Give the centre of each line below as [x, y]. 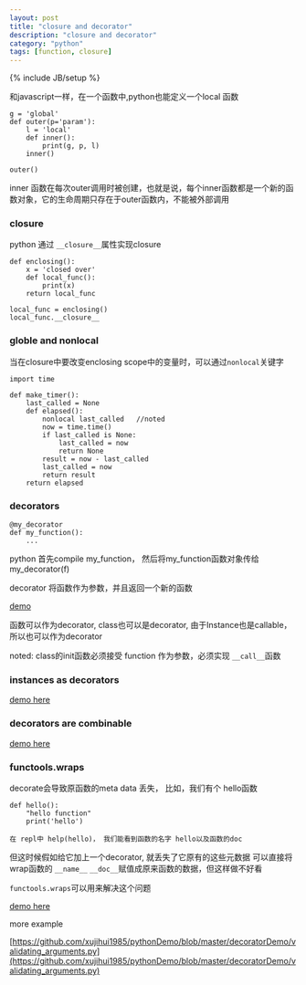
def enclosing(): [42, 262]
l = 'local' [48, 130]
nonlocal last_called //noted [104, 419]
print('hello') [55, 821]
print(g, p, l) [71, 146]
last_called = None [63, 403]
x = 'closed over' [61, 270]
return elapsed [55, 483]
